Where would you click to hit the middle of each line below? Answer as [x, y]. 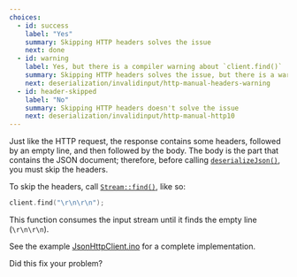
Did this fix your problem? [56, 263]
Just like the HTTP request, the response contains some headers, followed [145, 142]
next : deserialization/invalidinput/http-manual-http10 [130, 116]
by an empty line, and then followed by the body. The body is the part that [144, 150]
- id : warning [43, 58]
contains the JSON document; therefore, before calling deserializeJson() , [145, 160]
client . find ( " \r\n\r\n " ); [57, 203]
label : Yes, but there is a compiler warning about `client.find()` [154, 67]
